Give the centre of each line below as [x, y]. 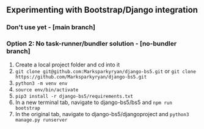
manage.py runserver [41, 120]
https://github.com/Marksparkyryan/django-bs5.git [81, 77]
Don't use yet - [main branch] [51, 27]
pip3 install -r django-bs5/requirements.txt [74, 96]
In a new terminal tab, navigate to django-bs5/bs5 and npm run [94, 102]
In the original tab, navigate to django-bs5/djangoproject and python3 [102, 114]
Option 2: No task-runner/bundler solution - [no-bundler [92, 44]
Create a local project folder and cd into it [67, 64]
